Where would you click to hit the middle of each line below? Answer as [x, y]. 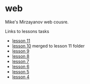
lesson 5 [21, 71]
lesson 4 [21, 77]
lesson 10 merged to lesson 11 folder [48, 46]
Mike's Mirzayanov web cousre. [37, 22]
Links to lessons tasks [27, 31]
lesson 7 [20, 61]
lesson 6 [21, 67]
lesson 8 [21, 56]
